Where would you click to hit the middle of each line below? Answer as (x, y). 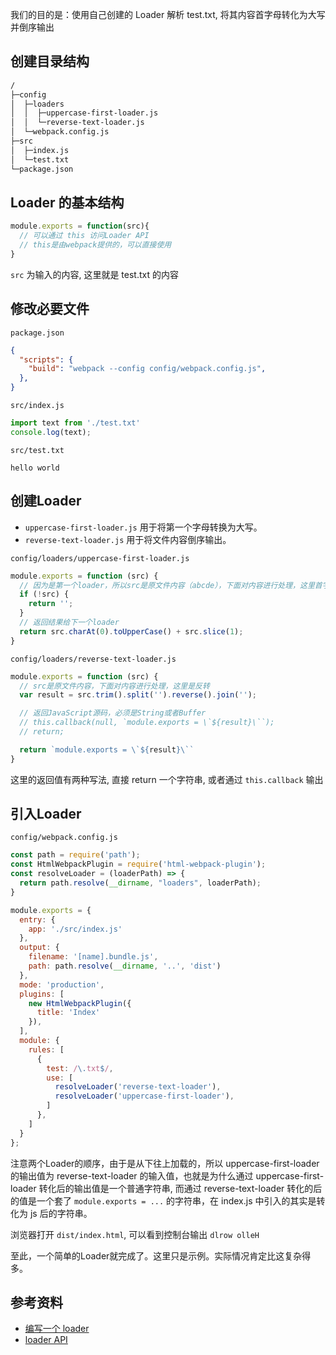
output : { (39, 948)
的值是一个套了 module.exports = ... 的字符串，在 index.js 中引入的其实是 (163, 1200)
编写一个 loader (57, 1329)
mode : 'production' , (62, 984)
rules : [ (46, 1049)
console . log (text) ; (51, 432)
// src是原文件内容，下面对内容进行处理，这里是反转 (114, 686)
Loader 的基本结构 (67, 202)
